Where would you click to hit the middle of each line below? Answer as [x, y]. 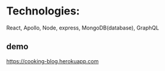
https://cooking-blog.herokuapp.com [52, 61]
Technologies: [43, 11]
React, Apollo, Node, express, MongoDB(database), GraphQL [83, 28]
